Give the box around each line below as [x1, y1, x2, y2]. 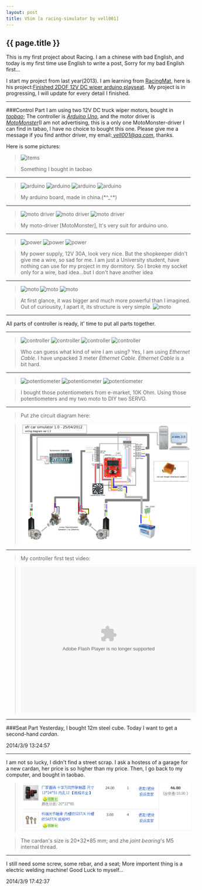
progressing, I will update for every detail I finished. [6, 90, 130, 97]
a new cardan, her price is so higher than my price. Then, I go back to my [6, 765, 183, 772]
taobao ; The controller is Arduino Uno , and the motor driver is [6, 113, 155, 120]
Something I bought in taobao [20, 166, 93, 173]
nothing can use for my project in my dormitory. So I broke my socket [20, 262, 188, 270]
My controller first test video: [20, 555, 91, 562]
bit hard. [20, 361, 41, 368]
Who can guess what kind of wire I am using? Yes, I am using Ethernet [20, 349, 190, 356]
